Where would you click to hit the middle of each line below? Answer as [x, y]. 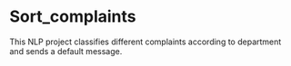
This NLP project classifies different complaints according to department [145, 42]
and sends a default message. [66, 51]
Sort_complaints [73, 17]
